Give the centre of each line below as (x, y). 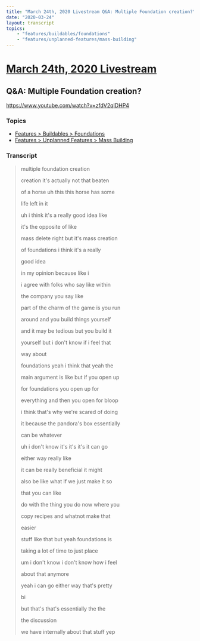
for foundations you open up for (60, 388)
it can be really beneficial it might (61, 470)
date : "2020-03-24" (30, 17)
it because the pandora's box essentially (70, 423)
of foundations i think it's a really (61, 250)
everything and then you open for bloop (70, 400)
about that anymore (45, 573)
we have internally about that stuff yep (68, 631)
